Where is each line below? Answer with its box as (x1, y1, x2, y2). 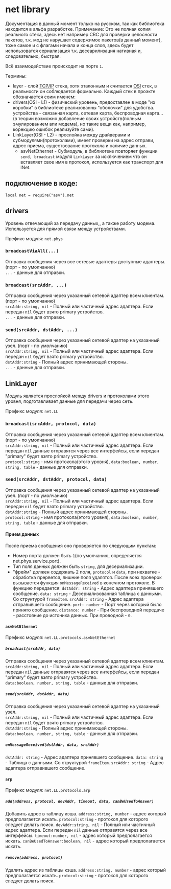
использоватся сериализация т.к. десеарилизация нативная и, (5, 48, 142, 54)
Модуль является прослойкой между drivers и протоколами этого (5, 393, 150, 399)
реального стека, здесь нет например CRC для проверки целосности (5, 31, 157, 37)
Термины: (5, 73, 27, 79)
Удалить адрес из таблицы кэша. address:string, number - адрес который (5, 867, 166, 873)
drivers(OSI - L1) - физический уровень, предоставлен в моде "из (12, 99, 155, 105)
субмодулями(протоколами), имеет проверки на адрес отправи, (12, 137, 155, 143)
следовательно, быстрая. (5, 53, 61, 59)
